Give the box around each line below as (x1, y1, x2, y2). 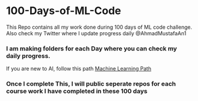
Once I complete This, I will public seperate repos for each (6, 80, 176, 88)
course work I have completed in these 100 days (6, 87, 148, 95)
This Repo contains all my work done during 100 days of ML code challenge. (6, 23, 192, 31)
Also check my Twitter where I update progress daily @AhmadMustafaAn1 (6, 29, 187, 36)
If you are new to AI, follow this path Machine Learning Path (6, 65, 152, 72)
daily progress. (6, 52, 51, 60)
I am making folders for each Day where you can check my (6, 44, 177, 52)
